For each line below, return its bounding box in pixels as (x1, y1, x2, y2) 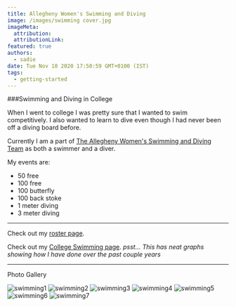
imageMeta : (7, 23, 39, 30)
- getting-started (13, 75, 68, 83)
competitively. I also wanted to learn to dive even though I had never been (7, 116, 221, 124)
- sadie (13, 56, 37, 63)
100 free (17, 179, 42, 188)
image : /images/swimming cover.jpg (7, 17, 112, 24)
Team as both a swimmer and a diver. (7, 145, 116, 153)
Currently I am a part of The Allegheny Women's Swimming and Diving (7, 137, 212, 145)
